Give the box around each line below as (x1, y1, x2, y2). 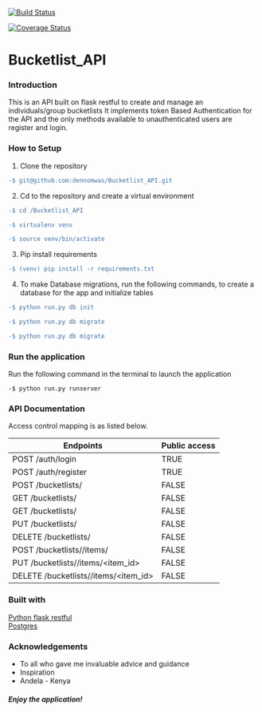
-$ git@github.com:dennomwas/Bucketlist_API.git (8, 176, 173, 184)
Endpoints (63, 440, 104, 451)
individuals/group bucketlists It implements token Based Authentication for (8, 106, 252, 116)
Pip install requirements (19, 250, 98, 259)
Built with (8, 595, 46, 606)
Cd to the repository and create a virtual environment (19, 191, 194, 200)
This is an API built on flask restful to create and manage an (8, 97, 204, 107)
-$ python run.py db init (8, 303, 94, 311)
